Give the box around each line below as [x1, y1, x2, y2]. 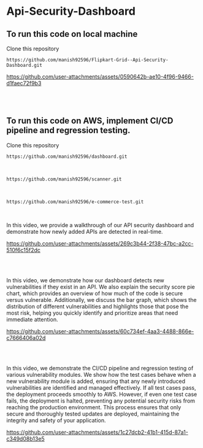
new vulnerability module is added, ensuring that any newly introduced [6, 377, 186, 385]
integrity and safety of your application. [6, 416, 106, 424]
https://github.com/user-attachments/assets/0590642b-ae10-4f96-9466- [6, 73, 194, 80]
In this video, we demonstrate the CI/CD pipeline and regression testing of [6, 364, 194, 372]
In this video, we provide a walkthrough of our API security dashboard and [6, 221, 194, 228]
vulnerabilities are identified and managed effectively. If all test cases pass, [6, 384, 196, 391]
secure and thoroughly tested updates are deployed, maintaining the [6, 410, 180, 417]
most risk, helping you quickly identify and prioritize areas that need [6, 309, 178, 317]
